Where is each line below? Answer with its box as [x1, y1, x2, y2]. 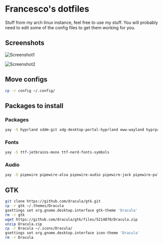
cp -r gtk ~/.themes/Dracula [5, 204, 64, 208]
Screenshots [5, 39, 45, 47]
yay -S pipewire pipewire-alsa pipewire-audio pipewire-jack [5, 172, 131, 177]
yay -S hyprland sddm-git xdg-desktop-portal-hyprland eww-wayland [5, 128, 145, 132]
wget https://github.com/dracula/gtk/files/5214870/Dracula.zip [5, 217, 138, 222]
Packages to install [5, 101, 64, 110]
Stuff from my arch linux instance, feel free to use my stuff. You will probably [5, 19, 158, 25]
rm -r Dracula [5, 235, 34, 240]
